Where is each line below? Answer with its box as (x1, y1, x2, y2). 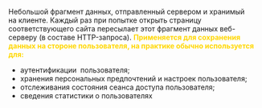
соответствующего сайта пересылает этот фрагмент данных (8, 24, 219, 33)
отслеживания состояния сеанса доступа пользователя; (19, 82, 215, 92)
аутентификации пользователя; (19, 65, 130, 75)
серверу (8, 32, 38, 42)
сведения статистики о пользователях (19, 91, 153, 100)
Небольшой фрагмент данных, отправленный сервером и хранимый (8, 7, 245, 16)
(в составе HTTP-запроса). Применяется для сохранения (39, 32, 241, 42)
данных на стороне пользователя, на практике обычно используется (8, 41, 255, 51)
